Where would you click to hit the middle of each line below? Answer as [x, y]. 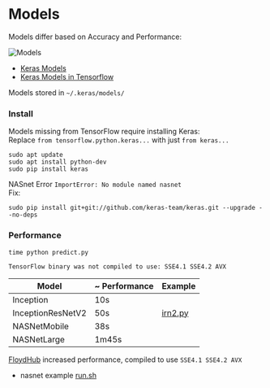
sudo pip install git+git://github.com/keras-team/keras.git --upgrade [132, 208]
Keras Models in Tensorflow [67, 76]
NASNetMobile [41, 326]
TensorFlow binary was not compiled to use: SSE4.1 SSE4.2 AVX [118, 266]
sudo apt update [36, 155]
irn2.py [175, 312]
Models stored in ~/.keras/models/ [66, 92]
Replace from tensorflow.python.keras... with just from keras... [119, 140]
